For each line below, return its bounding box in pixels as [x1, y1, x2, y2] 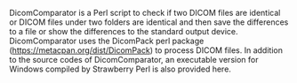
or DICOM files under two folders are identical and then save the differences [9, 17, 289, 27]
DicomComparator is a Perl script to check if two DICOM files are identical [9, 8, 281, 18]
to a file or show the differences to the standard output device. [9, 26, 238, 36]
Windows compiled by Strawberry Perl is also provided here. [9, 64, 231, 74]
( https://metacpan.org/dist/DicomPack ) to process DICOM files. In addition [9, 45, 283, 56]
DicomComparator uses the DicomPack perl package [9, 35, 205, 46]
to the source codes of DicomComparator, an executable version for [9, 55, 259, 64]
